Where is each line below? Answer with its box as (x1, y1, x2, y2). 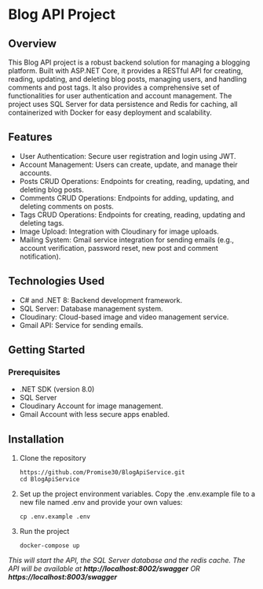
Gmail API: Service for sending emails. (19, 320, 144, 329)
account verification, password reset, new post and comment (19, 243, 218, 252)
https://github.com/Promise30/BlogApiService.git (19, 469, 186, 477)
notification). (19, 252, 61, 261)
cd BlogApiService (19, 476, 80, 484)
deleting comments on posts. (19, 201, 114, 211)
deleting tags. (19, 218, 64, 227)
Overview (8, 37, 57, 50)
